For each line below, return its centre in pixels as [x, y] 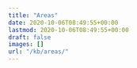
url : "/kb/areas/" [38, 52]
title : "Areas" [33, 15]
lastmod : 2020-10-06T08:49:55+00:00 [68, 30]
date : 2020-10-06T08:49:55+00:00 [63, 23]
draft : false [30, 37]
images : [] [26, 45]
